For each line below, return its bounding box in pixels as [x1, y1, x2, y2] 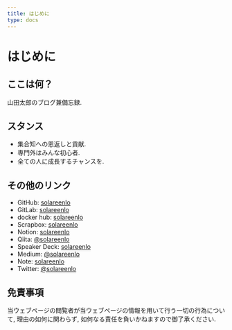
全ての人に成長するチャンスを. [17, 157, 105, 166]
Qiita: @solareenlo [17, 235, 70, 243]
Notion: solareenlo [17, 228, 70, 236]
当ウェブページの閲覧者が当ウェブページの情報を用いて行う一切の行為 [7, 306, 208, 314]
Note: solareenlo [17, 257, 64, 266]
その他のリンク [7, 180, 71, 191]
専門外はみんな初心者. [17, 148, 80, 157]
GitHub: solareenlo [17, 198, 71, 207]
